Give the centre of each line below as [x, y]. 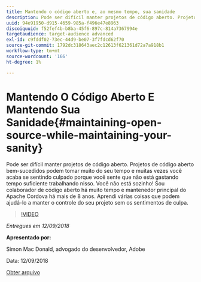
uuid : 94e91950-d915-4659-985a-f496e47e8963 [63, 23]
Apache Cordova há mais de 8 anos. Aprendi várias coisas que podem [93, 196]
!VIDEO [30, 214]
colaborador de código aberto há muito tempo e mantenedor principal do [96, 190]
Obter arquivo [23, 272]
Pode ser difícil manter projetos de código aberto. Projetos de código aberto [100, 164]
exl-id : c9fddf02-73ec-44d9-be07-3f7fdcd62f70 [65, 40]
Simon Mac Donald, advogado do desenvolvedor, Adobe [76, 249]
